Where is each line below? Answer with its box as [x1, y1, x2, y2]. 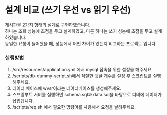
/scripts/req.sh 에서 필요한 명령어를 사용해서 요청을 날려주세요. [12, 104, 136, 110]
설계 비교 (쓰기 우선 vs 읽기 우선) [5, 4, 131, 16]
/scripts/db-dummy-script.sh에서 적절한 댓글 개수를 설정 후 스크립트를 [12, 73, 152, 79]
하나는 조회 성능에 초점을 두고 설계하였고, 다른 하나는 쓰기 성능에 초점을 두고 [5, 28, 153, 34]
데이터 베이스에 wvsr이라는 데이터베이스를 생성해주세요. [12, 85, 121, 91]
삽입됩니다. [12, 98, 34, 104]
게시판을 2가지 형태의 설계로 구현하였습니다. [5, 22, 91, 28]
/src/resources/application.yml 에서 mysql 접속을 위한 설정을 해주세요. [12, 67, 153, 73]
